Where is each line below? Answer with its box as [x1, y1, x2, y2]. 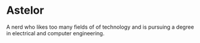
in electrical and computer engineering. [6, 29, 105, 36]
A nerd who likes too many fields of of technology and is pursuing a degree [6, 23, 195, 30]
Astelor [6, 4, 44, 17]
